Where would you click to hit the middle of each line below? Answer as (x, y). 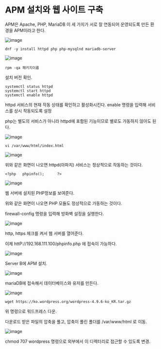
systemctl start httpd (28, 91)
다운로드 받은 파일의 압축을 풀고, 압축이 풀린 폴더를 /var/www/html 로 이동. (76, 321)
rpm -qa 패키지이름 (22, 68)
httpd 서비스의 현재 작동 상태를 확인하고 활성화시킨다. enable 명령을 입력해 (76, 104)
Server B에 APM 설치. (26, 263)
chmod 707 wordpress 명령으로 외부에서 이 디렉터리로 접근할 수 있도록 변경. (78, 341)
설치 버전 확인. (19, 77)
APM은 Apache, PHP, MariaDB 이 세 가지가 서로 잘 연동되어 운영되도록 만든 (77, 24)
